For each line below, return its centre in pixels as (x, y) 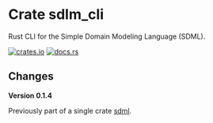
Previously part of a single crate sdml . (70, 110)
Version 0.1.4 (30, 95)
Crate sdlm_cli (56, 15)
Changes (31, 76)
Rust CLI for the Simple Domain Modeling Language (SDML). (107, 36)
